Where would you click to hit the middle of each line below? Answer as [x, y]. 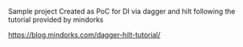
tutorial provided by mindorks [56, 20]
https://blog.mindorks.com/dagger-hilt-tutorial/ [85, 35]
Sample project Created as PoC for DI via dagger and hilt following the [122, 11]
